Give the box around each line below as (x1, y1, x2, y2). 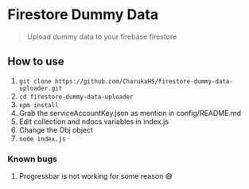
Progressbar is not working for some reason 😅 (18, 172, 173, 181)
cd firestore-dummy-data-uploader (18, 93, 134, 101)
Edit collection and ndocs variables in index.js (18, 117, 169, 126)
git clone (18, 77, 53, 85)
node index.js (18, 135, 66, 143)
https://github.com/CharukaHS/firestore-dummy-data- (54, 77, 234, 85)
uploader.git (18, 84, 63, 92)
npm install (18, 101, 59, 109)
